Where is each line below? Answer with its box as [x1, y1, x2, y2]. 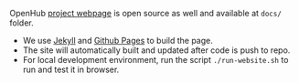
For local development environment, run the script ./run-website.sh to [22, 55, 289, 65]
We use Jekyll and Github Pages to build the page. [22, 36, 213, 46]
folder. [9, 17, 34, 28]
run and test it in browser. [22, 64, 120, 75]
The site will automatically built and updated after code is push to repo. [22, 45, 291, 56]
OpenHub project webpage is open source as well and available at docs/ [9, 8, 282, 18]
